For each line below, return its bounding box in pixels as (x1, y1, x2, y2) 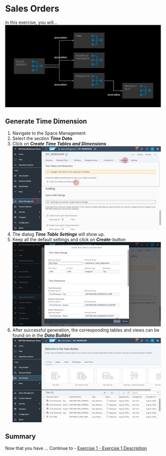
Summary (5, 432, 36, 441)
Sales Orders (5, 3, 59, 14)
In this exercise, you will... (5, 19, 58, 25)
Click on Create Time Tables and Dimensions (12, 141, 107, 147)
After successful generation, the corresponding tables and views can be (12, 327, 160, 333)
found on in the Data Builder (12, 332, 71, 338)
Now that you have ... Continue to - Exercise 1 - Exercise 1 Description (5, 445, 147, 452)
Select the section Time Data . (12, 135, 74, 141)
